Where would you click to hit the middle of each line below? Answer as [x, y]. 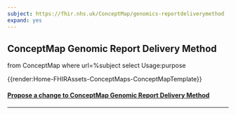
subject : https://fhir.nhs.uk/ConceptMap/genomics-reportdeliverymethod [116, 14]
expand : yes [25, 20]
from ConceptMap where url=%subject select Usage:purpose [97, 66]
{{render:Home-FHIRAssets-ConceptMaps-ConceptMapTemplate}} [105, 79]
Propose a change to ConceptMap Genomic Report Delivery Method [109, 95]
